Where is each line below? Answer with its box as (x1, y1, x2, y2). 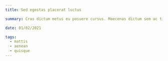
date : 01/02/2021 (5, 25, 41, 30)
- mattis (9, 39, 28, 44)
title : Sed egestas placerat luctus (5, 7, 81, 12)
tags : (5, 34, 16, 39)
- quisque (9, 48, 30, 53)
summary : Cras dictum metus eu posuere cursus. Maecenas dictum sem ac (5, 16, 157, 21)
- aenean (9, 43, 28, 49)
